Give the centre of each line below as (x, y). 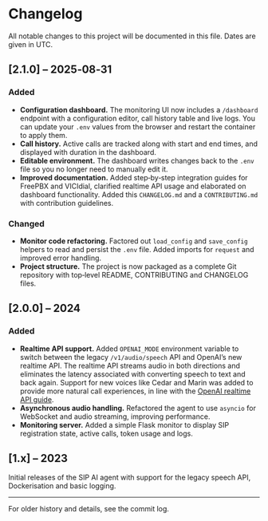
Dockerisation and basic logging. (62, 486)
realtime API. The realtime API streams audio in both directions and (130, 365)
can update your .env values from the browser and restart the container (138, 126)
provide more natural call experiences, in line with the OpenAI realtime (135, 391)
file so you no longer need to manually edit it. (94, 169)
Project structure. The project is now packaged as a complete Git (128, 266)
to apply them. (43, 135)
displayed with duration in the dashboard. (88, 152)
